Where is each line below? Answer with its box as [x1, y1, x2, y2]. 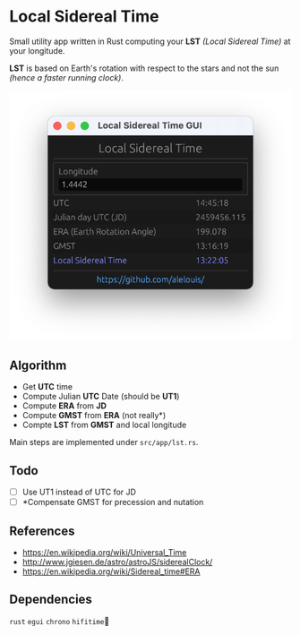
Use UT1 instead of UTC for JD [21, 486, 137, 498]
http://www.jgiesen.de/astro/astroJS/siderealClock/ [21, 557, 213, 567]
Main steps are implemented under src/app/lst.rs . [9, 437, 199, 448]
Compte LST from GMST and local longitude [21, 419, 187, 431]
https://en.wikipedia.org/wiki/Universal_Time [21, 547, 187, 557]
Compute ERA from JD [21, 400, 107, 411]
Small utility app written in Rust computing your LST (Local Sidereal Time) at [9, 36, 291, 47]
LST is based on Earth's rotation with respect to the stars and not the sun [9, 63, 279, 73]
